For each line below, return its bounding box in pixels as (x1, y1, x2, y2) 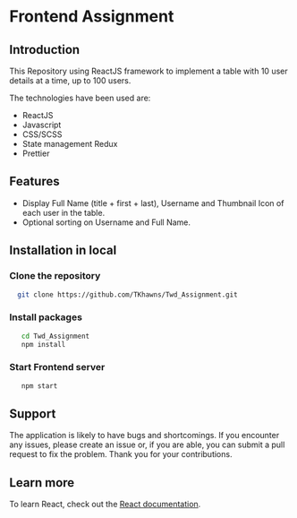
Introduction (9, 42, 81, 57)
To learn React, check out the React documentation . (9, 499, 201, 510)
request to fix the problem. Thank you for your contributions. (9, 449, 233, 460)
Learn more (9, 475, 75, 490)
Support (9, 406, 56, 421)
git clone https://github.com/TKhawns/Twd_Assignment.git (17, 289, 239, 299)
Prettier (21, 148, 50, 159)
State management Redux (21, 139, 118, 149)
